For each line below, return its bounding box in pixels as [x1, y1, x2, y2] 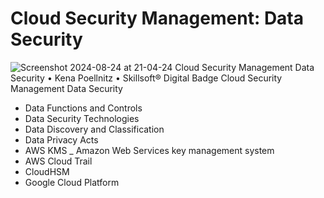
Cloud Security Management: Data [10, 7, 304, 30]
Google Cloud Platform [24, 176, 120, 188]
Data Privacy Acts [24, 133, 99, 146]
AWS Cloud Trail [24, 155, 93, 167]
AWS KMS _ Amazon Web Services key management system [24, 144, 275, 156]
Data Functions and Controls [24, 102, 143, 114]
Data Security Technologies [24, 112, 140, 124]
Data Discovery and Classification [24, 123, 165, 135]
